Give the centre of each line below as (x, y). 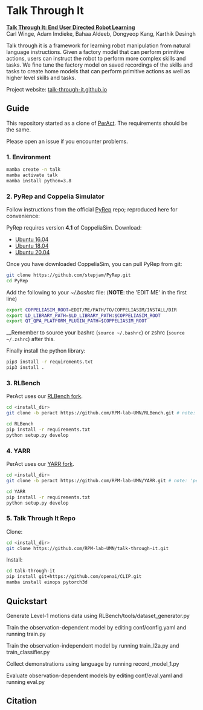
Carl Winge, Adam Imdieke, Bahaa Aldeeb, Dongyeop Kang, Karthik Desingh (101, 33)
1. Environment (29, 157)
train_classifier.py (28, 652)
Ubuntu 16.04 (32, 239)
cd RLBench (20, 424)
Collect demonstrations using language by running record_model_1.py (93, 663)
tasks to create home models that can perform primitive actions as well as (98, 71)
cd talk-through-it (31, 571)
